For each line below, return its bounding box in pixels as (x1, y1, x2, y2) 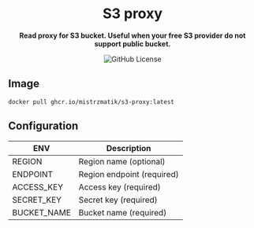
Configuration (8, 120, 79, 133)
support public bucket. (94, 39, 171, 48)
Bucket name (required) (78, 207, 167, 218)
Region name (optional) (78, 156, 166, 167)
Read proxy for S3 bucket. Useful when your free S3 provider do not (19, 31, 246, 40)
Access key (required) (78, 182, 162, 193)
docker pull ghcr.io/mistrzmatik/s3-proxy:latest (8, 97, 175, 106)
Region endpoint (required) (78, 168, 179, 179)
